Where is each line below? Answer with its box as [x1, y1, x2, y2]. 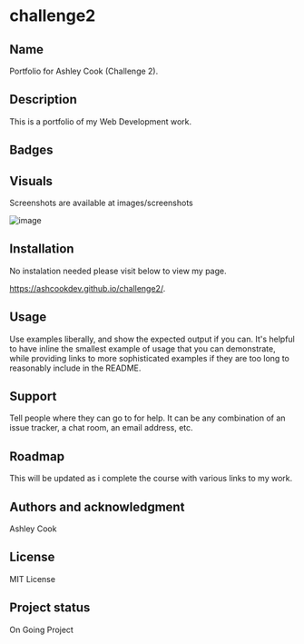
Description [9, 92, 77, 107]
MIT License [9, 573, 56, 584]
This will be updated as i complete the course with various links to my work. [9, 473, 293, 484]
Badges [9, 143, 54, 158]
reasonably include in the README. [9, 362, 142, 373]
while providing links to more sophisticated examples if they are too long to [9, 352, 290, 363]
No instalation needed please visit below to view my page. [9, 265, 227, 276]
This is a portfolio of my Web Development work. [9, 115, 192, 127]
